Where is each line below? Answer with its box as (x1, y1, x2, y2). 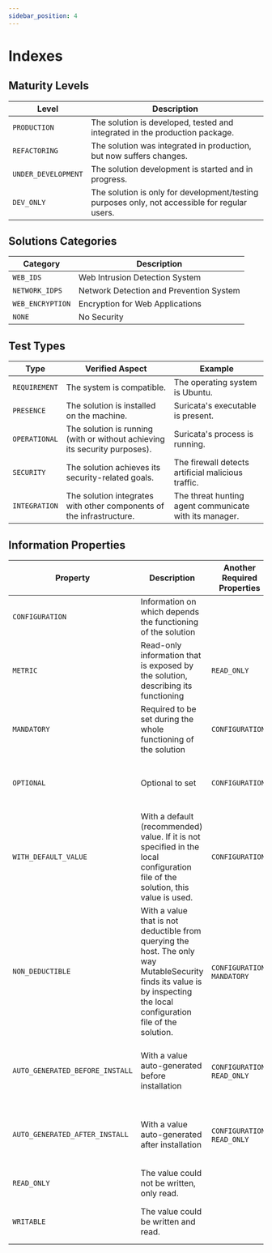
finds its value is (140, 976, 202, 987)
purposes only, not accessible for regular (91, 196, 248, 207)
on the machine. (66, 410, 128, 421)
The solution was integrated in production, (91, 139, 252, 151)
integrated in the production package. (91, 126, 235, 138)
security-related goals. (66, 472, 154, 483)
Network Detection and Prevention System (78, 285, 240, 297)
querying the (140, 935, 189, 947)
